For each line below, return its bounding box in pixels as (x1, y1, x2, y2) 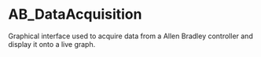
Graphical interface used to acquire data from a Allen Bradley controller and (8, 31, 253, 41)
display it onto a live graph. (8, 39, 96, 48)
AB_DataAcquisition (8, 5, 142, 23)
